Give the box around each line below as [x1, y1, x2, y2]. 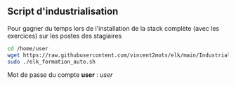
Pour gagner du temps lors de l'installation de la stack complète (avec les [7, 24, 220, 32]
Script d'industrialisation [7, 6, 119, 17]
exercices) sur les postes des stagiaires [7, 31, 122, 40]
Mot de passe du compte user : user [7, 71, 113, 79]
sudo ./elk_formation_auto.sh [7, 58, 96, 65]
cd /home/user [7, 45, 49, 52]
